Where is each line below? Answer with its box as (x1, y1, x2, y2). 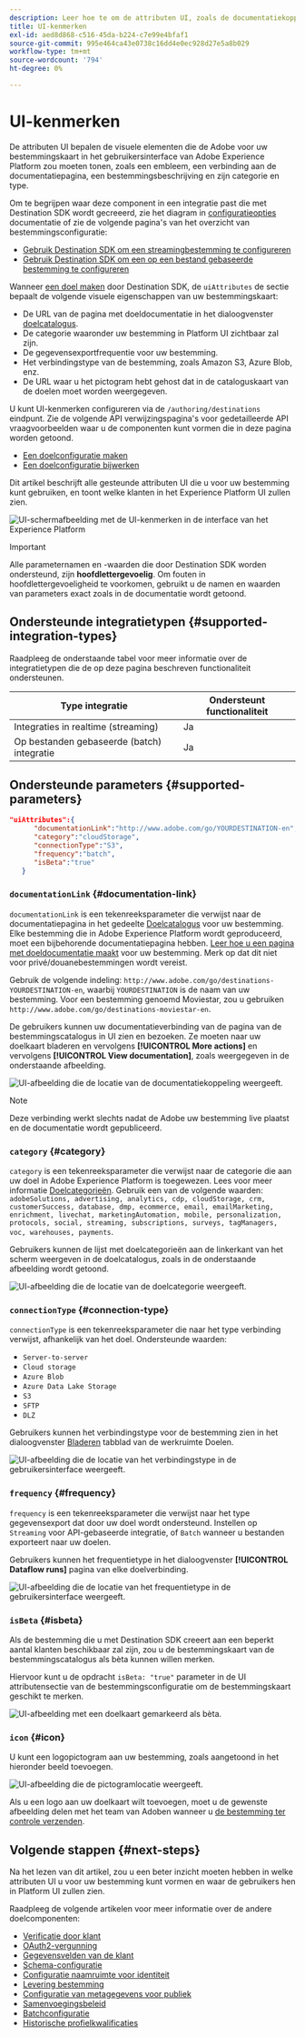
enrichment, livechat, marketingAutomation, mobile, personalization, (9, 1210, 282, 1219)
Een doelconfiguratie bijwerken (22, 459, 140, 470)
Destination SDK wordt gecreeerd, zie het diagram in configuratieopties (9, 206, 277, 218)
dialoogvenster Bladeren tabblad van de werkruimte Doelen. (9, 1437, 234, 1448)
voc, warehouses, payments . (9, 1227, 114, 1238)
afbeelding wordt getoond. (9, 1263, 109, 1274)
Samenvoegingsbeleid (22, 1998, 106, 2010)
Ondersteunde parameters (9, 778, 163, 793)
